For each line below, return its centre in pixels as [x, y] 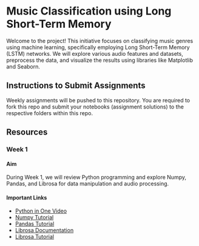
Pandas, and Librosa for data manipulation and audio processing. [88, 184]
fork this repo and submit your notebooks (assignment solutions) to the [95, 107]
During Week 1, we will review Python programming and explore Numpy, [96, 178]
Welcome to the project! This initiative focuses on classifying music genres [100, 41]
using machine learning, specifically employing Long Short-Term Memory [98, 47]
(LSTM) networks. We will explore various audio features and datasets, [95, 53]
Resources [27, 132]
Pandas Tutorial [35, 224]
